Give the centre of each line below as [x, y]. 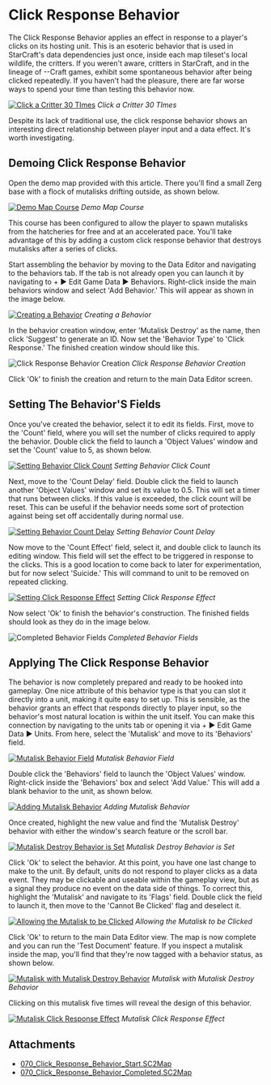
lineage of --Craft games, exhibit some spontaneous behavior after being [130, 71]
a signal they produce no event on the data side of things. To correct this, [131, 889]
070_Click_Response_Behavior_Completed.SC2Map [106, 1073]
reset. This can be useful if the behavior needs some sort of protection [126, 507]
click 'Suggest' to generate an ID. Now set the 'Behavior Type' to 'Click [126, 339]
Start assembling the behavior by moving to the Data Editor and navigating [132, 264]
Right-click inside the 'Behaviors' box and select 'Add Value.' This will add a [134, 783]
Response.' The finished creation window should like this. [104, 347]
